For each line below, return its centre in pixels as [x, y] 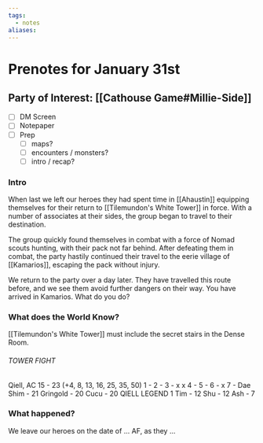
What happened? [42, 414]
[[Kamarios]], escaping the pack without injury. [84, 265]
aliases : [22, 30]
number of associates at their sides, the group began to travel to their [121, 216]
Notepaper [37, 126]
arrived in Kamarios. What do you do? [69, 297]
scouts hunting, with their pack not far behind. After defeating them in [121, 248]
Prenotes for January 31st [94, 69]
